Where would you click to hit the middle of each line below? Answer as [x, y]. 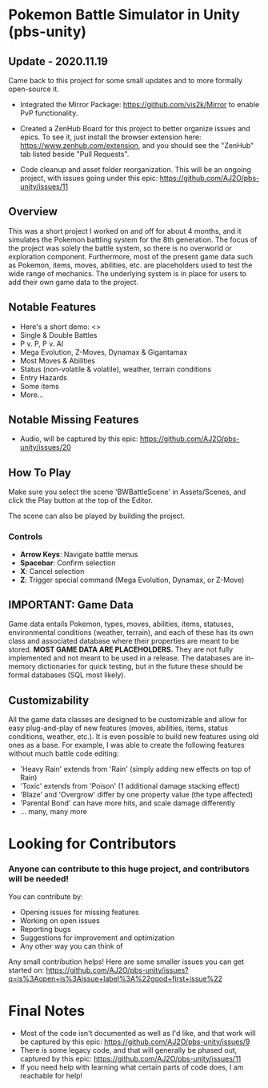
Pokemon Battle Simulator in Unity [124, 15]
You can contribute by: [46, 896]
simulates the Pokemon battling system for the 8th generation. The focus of [133, 239]
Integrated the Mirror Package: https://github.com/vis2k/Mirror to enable [140, 104]
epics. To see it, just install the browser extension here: [110, 137]
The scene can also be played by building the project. [97, 516]
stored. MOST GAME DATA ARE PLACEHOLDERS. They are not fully [121, 649]
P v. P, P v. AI [42, 343]
